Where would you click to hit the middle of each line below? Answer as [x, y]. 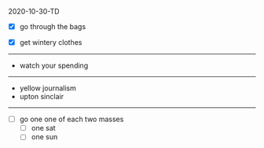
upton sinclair [42, 97]
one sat [44, 128]
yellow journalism [48, 88]
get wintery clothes [51, 43]
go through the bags [53, 26]
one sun [44, 137]
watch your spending [54, 65]
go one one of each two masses [71, 119]
